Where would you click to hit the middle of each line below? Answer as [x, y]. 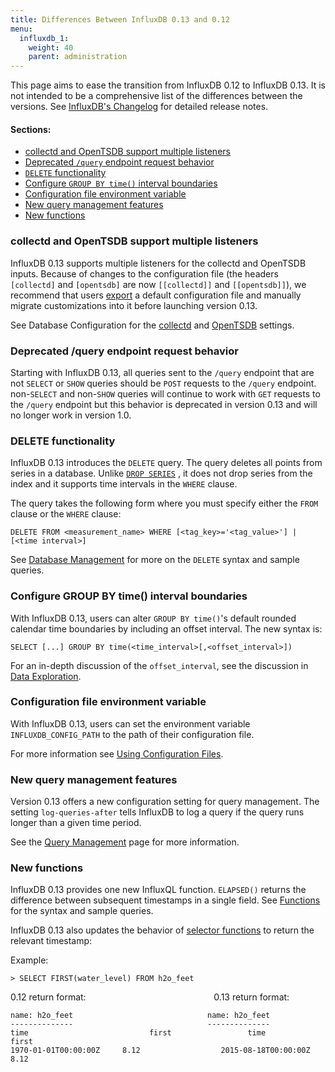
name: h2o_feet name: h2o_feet [140, 1016]
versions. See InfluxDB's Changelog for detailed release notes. [139, 107]
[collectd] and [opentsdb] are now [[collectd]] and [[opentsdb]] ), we [158, 284]
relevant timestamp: [51, 941]
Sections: [31, 129]
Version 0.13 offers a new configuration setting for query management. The [165, 802]
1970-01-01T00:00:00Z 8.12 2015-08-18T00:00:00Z [160, 1051]
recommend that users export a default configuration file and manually [156, 295]
